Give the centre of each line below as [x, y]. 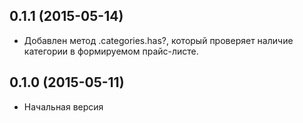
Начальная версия [63, 106]
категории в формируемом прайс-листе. [111, 51]
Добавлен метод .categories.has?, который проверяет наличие [158, 40]
